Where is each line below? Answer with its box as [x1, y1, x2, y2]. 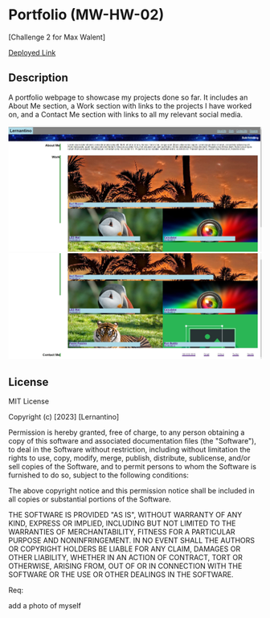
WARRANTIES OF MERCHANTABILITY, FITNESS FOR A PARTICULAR [8, 527, 235, 537]
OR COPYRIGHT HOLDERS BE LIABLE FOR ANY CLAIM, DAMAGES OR [8, 544, 241, 554]
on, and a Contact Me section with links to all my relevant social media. [8, 109, 243, 119]
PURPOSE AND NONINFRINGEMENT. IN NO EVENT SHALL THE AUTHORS [8, 536, 256, 546]
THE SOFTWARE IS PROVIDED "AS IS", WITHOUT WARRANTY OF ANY [8, 510, 243, 520]
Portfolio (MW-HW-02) [8, 6, 165, 24]
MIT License [8, 396, 50, 407]
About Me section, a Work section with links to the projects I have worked [8, 100, 252, 110]
